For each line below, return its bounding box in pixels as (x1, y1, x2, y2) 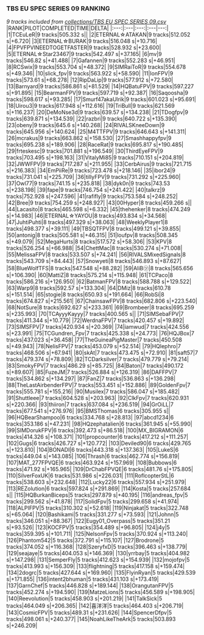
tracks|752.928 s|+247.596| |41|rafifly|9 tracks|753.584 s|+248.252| (6, 193, 178, 200)
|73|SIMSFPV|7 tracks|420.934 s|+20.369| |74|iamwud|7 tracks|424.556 (6, 323, 189, 331)
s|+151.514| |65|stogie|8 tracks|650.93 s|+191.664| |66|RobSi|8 (6, 291, 164, 298)
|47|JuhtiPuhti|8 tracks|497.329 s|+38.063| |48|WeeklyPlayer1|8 (6, 219, 169, 226)
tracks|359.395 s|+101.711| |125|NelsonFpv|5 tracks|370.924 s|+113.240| (6, 530, 188, 538)
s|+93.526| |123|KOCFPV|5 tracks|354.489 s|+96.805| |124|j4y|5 (6, 524, 171, 531)
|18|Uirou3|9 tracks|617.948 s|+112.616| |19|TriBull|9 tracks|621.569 (6, 102, 175, 110)
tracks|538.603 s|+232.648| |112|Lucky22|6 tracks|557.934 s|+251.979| (6, 479, 187, 486)
